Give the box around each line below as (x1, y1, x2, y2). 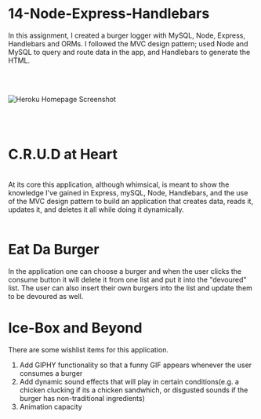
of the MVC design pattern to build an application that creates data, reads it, (8, 196, 253, 206)
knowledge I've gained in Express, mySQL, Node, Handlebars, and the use (8, 188, 248, 197)
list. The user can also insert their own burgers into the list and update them (8, 283, 253, 293)
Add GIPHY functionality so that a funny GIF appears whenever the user (19, 360, 252, 370)
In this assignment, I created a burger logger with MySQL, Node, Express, (8, 31, 245, 40)
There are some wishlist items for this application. (8, 344, 169, 354)
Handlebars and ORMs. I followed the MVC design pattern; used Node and (8, 38, 248, 48)
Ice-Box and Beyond (8, 319, 143, 337)
